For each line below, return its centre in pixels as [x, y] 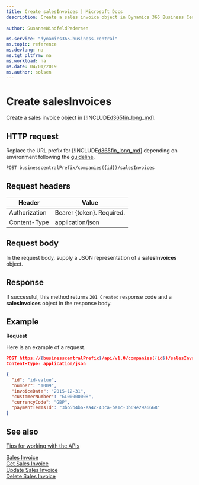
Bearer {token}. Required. [90, 212]
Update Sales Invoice [32, 470]
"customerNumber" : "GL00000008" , [53, 397]
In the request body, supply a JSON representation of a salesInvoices [92, 257]
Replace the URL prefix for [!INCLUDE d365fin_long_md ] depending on [92, 151]
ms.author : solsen [29, 72]
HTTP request [33, 136]
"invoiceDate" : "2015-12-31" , [49, 391]
